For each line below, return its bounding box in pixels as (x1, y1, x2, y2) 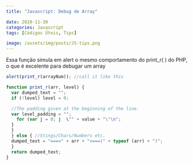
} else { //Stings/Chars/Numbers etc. (11, 133, 106, 139)
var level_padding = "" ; (11, 111, 72, 117)
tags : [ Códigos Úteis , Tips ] (6, 30, 77, 36)
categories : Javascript (6, 24, 64, 30)
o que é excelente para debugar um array (6, 62, 106, 70)
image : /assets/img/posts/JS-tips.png (6, 40, 100, 47)
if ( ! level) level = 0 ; (11, 95, 69, 101)
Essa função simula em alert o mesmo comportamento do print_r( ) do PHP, (6, 56, 188, 63)
